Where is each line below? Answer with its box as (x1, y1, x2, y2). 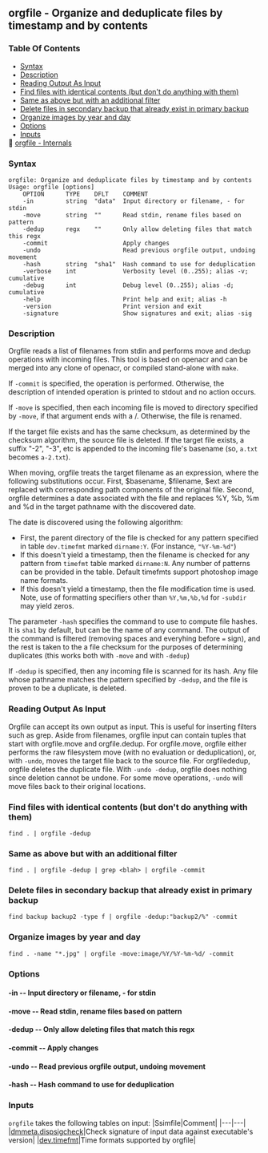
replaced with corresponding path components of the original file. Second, (8, 485, 254, 495)
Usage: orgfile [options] (8, 183, 94, 191)
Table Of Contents (8, 43, 81, 55)
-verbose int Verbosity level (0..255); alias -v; (22, 267, 249, 275)
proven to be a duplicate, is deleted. (8, 683, 126, 693)
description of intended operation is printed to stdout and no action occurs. (8, 387, 257, 397)
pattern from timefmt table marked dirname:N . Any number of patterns (19, 559, 250, 568)
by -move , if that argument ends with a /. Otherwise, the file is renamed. (8, 411, 242, 421)
